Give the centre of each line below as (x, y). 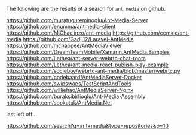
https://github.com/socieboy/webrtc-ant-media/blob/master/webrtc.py (93, 71)
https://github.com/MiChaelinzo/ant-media (59, 33)
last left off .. (22, 114)
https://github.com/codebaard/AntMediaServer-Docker (74, 77)
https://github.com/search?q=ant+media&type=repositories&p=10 (87, 126)
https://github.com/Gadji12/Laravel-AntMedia (79, 39)
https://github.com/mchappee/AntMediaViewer (64, 45)
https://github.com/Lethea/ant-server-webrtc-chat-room (76, 58)
